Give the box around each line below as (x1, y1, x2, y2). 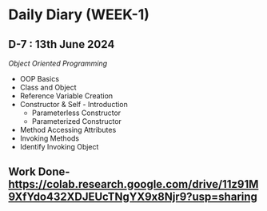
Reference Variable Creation (19, 91, 114, 101)
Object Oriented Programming (8, 58, 108, 68)
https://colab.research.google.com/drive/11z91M (8, 177, 259, 191)
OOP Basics (19, 74, 60, 83)
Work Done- (8, 165, 70, 179)
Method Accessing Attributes (19, 125, 117, 134)
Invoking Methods (19, 133, 80, 143)
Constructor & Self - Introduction (19, 100, 128, 109)
